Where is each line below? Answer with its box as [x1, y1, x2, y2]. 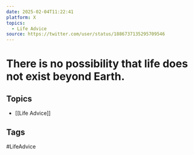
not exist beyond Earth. [6, 70, 125, 84]
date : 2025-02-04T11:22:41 [6, 8, 74, 15]
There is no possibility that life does [6, 57, 188, 71]
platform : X [6, 14, 36, 20]
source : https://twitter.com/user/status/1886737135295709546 [6, 31, 165, 37]
